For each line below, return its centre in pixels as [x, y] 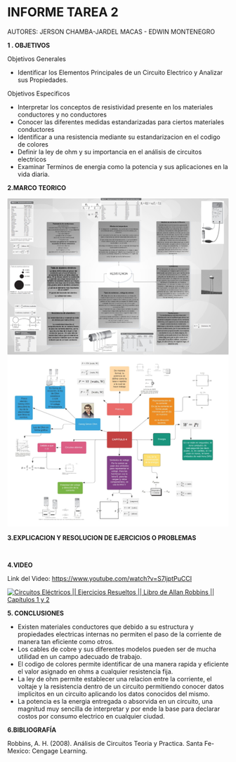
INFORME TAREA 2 [63, 12]
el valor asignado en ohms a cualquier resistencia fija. [95, 671]
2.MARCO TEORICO [37, 187]
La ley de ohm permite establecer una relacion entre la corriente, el [114, 679]
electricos [32, 159]
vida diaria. [33, 174]
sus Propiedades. [42, 80]
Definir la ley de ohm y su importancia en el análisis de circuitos [110, 152]
